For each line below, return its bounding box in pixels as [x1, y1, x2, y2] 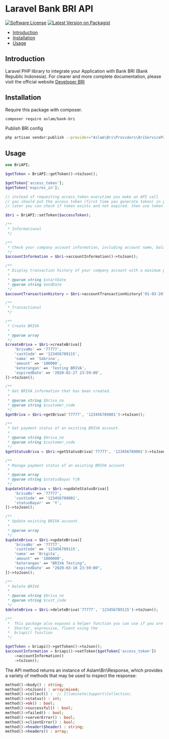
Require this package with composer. [5, 107, 82, 113]
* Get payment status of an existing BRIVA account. [7, 426, 121, 431]
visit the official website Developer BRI [5, 78, 85, 84]
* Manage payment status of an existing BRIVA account [7, 463, 125, 468]
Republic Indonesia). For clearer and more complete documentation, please [5, 73, 162, 79]
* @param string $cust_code [7, 598, 66, 603]
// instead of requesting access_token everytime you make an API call [5, 194, 158, 199]
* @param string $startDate [7, 277, 66, 282]
